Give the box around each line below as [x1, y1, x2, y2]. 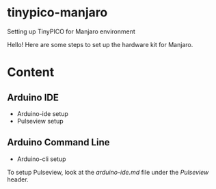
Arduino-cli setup [16, 155, 66, 163]
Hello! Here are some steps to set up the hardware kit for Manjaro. [7, 40, 193, 48]
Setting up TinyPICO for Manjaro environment [7, 27, 135, 35]
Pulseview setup [16, 117, 64, 125]
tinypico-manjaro [7, 5, 108, 20]
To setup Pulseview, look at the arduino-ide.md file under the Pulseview [7, 168, 209, 176]
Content [7, 65, 55, 80]
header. [7, 175, 29, 184]
